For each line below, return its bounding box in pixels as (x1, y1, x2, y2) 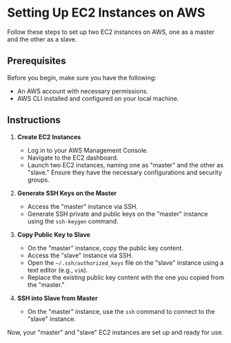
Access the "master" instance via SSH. (27, 202, 138, 210)
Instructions (7, 114, 61, 126)
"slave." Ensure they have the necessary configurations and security (27, 168, 222, 176)
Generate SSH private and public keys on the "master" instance (27, 210, 208, 218)
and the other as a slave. (7, 35, 77, 43)
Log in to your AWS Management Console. (27, 146, 148, 154)
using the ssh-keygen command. (27, 216, 119, 225)
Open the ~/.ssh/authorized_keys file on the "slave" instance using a (27, 258, 224, 267)
